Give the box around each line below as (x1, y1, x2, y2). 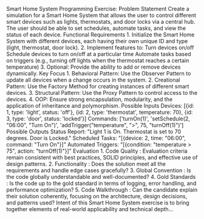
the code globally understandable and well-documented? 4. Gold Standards (6, 173, 196, 180)
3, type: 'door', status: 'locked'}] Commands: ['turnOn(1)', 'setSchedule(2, (6, 115, 190, 122)
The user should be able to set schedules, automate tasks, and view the (6, 24, 186, 32)
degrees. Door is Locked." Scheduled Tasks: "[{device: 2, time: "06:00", (6, 134, 186, 142)
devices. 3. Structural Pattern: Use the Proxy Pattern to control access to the (6, 89, 198, 96)
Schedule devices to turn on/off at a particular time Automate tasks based (6, 50, 191, 57)
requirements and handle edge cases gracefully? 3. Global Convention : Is (6, 167, 191, 174)
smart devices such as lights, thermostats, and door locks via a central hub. (6, 18, 195, 25)
